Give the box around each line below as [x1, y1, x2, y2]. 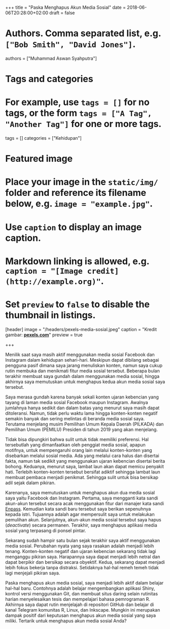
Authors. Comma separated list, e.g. [5, 28, 161, 39]
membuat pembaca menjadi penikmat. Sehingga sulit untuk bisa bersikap [5, 474, 159, 480]
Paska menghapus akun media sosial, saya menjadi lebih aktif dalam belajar [5, 580, 164, 586]
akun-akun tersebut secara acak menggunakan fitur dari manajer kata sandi [5, 500, 164, 507]
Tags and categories [5, 73, 93, 85]
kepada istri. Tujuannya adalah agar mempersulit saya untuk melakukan [5, 511, 155, 517]
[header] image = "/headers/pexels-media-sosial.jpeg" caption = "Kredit [5, 326, 157, 332]
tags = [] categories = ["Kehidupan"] [5, 135, 82, 141]
